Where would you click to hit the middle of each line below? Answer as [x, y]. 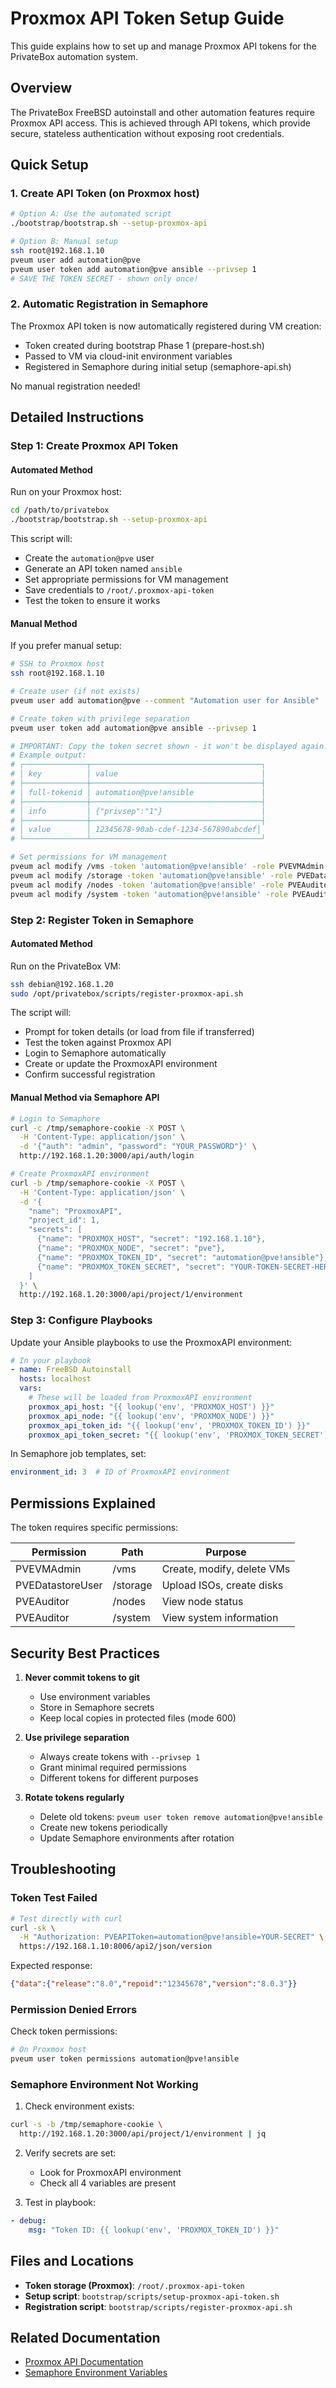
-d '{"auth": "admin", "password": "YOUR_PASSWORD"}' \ [138, 1147]
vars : [31, 1388]
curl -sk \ [33, 1928]
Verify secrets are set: [70, 2153]
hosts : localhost [55, 1379]
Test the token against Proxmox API [98, 1043]
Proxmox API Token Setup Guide [147, 18]
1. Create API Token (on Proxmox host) [105, 194]
